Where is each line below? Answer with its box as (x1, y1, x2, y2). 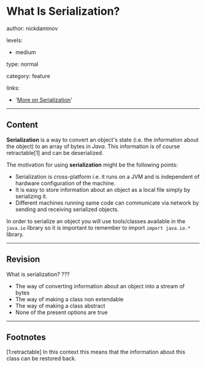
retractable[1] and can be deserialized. (6, 149, 104, 156)
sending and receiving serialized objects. (15, 205, 120, 213)
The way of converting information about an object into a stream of (15, 282, 185, 290)
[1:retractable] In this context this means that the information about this (6, 349, 186, 356)
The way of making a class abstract (15, 302, 105, 309)
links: (6, 84, 20, 92)
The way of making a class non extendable (15, 295, 124, 302)
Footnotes (6, 332, 46, 342)
